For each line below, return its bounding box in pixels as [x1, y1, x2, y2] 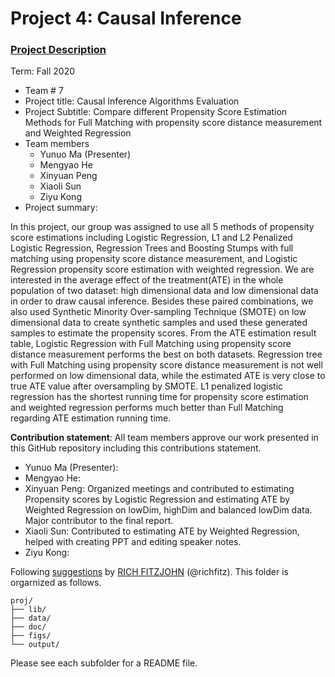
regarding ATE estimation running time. [10, 412, 172, 424]
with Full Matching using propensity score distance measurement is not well [10, 359, 323, 371]
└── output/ [10, 640, 60, 650]
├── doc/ [10, 622, 47, 632]
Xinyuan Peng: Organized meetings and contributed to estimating [24, 483, 295, 495]
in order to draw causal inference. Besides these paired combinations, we [10, 295, 314, 307]
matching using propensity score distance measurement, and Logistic [10, 253, 298, 265]
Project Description [10, 43, 107, 57]
